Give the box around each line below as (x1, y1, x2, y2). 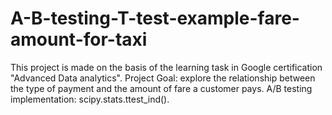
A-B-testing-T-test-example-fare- (10, 7, 300, 30)
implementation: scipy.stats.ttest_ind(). (10, 93, 170, 105)
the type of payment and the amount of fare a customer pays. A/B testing (10, 82, 313, 94)
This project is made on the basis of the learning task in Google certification (10, 61, 323, 73)
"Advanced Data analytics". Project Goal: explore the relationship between (10, 72, 316, 84)
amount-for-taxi (10, 28, 148, 51)
